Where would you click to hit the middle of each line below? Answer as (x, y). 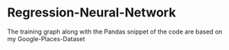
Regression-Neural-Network (92, 13)
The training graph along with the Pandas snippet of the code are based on (115, 32)
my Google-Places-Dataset (46, 38)
